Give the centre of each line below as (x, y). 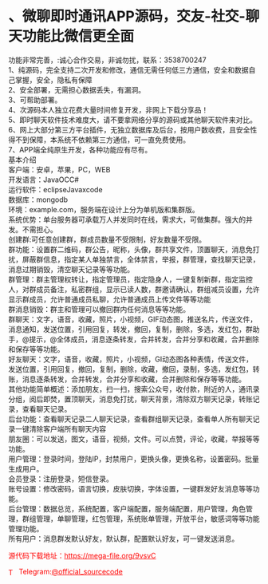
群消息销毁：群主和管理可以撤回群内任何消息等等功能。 (99, 309)
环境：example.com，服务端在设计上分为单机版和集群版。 (104, 209)
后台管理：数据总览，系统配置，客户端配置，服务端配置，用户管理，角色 (127, 508)
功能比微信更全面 (79, 36)
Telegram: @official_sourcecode (71, 571)
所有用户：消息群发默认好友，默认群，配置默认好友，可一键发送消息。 (124, 539)
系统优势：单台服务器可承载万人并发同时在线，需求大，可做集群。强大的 (127, 219)
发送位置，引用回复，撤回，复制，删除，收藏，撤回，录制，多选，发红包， (130, 369)
